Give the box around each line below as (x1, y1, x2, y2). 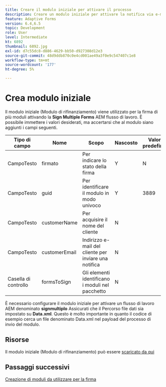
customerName (41, 219, 78, 226)
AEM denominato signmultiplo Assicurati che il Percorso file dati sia (5, 306, 144, 311)
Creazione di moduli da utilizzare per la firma (5, 376, 96, 382)
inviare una (82, 255, 108, 262)
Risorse (5, 336, 29, 344)
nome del (82, 222, 104, 229)
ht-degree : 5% (5, 67, 35, 72)
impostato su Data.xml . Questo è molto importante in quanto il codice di (5, 310, 152, 316)
